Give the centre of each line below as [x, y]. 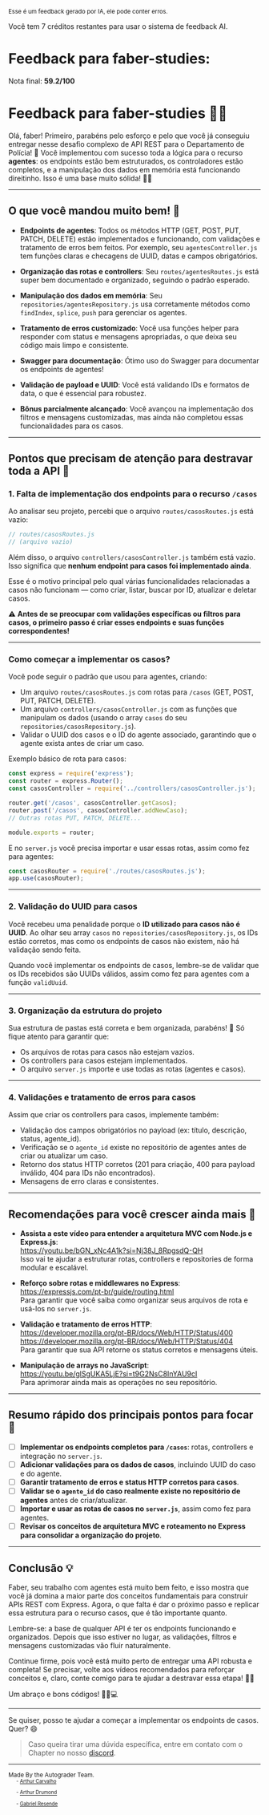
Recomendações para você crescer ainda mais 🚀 [132, 1214]
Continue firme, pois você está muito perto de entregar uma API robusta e [130, 1661]
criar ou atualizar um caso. [64, 1156]
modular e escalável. [54, 1268]
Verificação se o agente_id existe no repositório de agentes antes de [133, 1148]
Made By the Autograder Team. [51, 1775]
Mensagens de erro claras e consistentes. [89, 1181]
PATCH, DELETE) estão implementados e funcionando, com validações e [140, 239]
